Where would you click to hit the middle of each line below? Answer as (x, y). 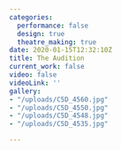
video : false (33, 75)
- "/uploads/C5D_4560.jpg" (59, 99)
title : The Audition (47, 58)
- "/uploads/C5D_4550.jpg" (59, 108)
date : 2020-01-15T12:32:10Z (61, 50)
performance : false (53, 26)
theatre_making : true (57, 42)
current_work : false (47, 67)
